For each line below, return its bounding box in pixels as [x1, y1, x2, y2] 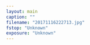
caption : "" [6, 14, 35, 20]
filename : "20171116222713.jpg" [6, 19, 85, 25]
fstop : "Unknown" [6, 25, 49, 31]
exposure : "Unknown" [6, 30, 57, 36]
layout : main [6, 8, 38, 15]
